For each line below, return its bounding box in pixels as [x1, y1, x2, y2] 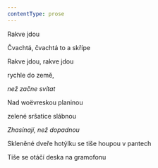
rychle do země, [7, 71, 54, 79]
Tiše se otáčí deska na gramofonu [7, 152, 107, 161]
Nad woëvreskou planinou [7, 98, 83, 107]
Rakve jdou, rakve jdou [7, 57, 74, 66]
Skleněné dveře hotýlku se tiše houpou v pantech [7, 139, 152, 148]
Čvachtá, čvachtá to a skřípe [7, 43, 90, 52]
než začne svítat [7, 84, 56, 92]
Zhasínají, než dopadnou [7, 125, 80, 134]
